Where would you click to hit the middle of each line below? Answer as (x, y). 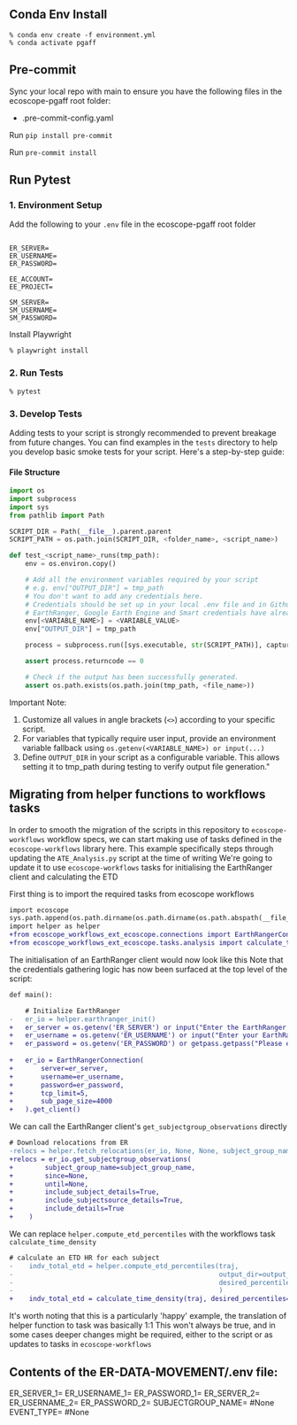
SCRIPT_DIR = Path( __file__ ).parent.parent (91, 531)
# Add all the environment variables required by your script (142, 580)
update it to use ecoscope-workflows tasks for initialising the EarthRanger (141, 867)
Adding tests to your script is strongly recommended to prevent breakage (143, 432)
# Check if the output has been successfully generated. (132, 677)
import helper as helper (55, 926)
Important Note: (38, 702)
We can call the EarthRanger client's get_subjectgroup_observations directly (148, 1127)
